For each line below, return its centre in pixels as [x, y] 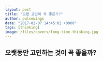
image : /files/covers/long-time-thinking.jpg [51, 32]
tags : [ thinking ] [22, 28]
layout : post [18, 9]
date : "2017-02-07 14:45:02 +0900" [41, 23]
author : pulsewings [25, 18]
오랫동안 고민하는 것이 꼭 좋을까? [51, 53]
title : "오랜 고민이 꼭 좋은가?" [34, 14]
